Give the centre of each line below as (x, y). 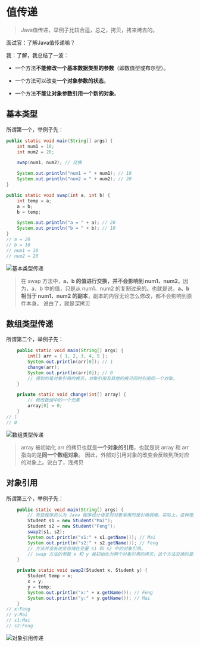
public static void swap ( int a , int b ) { (58, 195)
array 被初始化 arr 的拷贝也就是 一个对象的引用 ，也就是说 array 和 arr (105, 447)
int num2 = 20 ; (36, 152)
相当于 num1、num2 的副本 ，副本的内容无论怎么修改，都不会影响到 (104, 295)
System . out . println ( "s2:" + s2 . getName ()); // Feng (93, 543)
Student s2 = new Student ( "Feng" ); (72, 526)
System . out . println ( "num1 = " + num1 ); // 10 (74, 174)
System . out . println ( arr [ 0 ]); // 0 (70, 373)
